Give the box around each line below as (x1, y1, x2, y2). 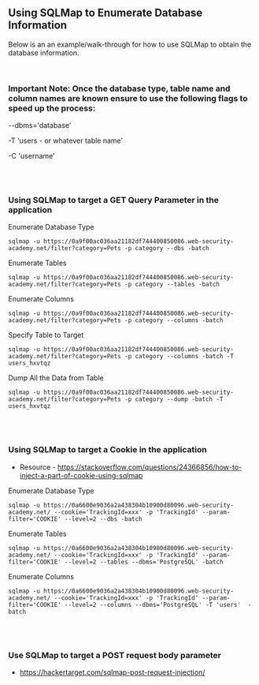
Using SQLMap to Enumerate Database (8, 6, 203, 20)
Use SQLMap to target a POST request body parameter (8, 649, 222, 661)
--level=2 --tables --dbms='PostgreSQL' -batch (64, 558, 224, 566)
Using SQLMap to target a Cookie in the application (8, 444, 207, 455)
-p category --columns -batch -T (124, 353, 235, 361)
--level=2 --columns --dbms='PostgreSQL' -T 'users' (64, 601, 242, 608)
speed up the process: (8, 103, 96, 114)
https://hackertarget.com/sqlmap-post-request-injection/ (19, 668, 205, 677)
